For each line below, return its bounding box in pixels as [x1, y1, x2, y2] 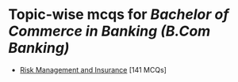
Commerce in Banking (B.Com [8, 22, 211, 40]
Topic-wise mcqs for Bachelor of [8, 6, 229, 24]
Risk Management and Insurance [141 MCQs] [19, 65, 167, 74]
